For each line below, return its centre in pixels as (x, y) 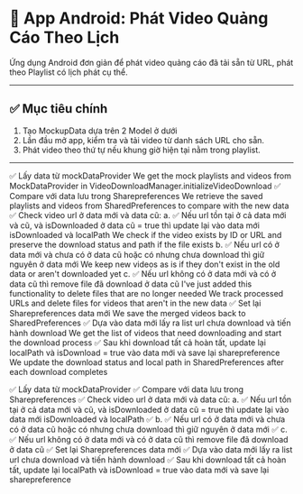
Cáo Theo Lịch (64, 37)
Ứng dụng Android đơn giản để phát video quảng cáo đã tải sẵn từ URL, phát (151, 62)
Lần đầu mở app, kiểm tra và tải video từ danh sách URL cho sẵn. (143, 140)
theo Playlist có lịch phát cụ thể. (69, 72)
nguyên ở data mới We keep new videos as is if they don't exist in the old (145, 264)
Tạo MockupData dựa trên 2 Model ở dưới (100, 131)
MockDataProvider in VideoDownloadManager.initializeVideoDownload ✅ (145, 186)
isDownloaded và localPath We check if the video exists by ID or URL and (146, 234)
